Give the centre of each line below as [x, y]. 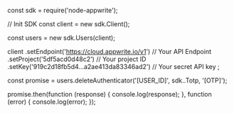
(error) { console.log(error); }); [52, 102]
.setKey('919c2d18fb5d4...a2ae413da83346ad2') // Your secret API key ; [113, 66]
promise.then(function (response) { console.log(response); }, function [110, 94]
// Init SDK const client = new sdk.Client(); [69, 24]
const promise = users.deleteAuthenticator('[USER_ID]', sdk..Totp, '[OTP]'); [117, 80]
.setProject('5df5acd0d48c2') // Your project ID [77, 59]
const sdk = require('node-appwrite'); [63, 10]
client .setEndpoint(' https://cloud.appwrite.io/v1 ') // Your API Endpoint [110, 52]
